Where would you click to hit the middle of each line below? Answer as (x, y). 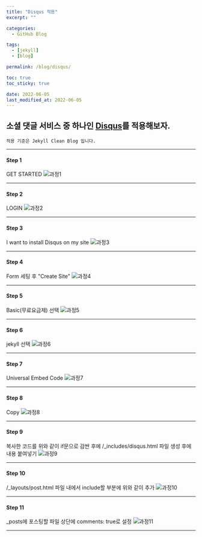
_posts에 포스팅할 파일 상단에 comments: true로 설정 (69, 521)
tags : (13, 45)
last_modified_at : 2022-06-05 (44, 100)
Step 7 (14, 364)
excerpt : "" (21, 17)
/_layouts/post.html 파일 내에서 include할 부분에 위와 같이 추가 (81, 488)
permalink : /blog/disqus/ (38, 67)
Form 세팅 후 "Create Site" (38, 276)
